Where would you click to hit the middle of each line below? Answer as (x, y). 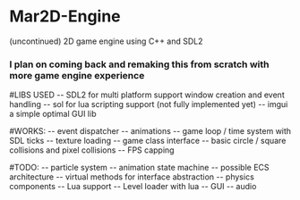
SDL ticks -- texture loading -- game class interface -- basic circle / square (148, 141)
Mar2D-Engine (65, 17)
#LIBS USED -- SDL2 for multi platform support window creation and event (147, 95)
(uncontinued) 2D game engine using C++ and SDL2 (106, 41)
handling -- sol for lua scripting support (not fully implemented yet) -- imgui (149, 104)
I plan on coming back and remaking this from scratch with (139, 64)
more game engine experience (77, 75)
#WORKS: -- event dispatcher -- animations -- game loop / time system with (150, 131)
